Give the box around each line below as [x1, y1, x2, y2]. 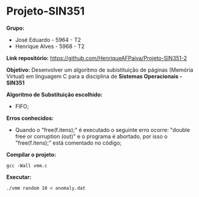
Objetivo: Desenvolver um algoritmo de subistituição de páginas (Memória [6, 66, 194, 74]
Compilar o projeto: [6, 151, 57, 158]
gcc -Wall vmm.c [6, 162, 47, 168]
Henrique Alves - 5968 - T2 [15, 43, 85, 50]
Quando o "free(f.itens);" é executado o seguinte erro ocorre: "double [15, 126, 190, 133]
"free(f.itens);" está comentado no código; [15, 139, 122, 147]
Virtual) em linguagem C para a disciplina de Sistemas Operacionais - [6, 72, 183, 80]
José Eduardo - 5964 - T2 [15, 36, 81, 43]
